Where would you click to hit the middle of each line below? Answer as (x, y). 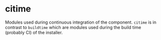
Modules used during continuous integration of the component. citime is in (81, 22)
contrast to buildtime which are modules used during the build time (73, 27)
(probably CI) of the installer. (34, 32)
